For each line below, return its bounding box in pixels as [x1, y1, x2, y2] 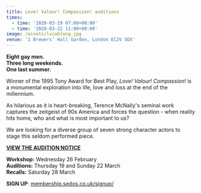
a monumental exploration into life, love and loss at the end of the [6, 84, 168, 91]
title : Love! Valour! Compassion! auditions [6, 8, 119, 15]
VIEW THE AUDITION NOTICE [6, 144, 81, 151]
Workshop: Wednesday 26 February [6, 156, 97, 162]
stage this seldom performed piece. [6, 132, 95, 140]
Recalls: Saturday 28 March [6, 168, 76, 176]
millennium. [6, 91, 35, 97]
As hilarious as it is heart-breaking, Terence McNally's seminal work [6, 102, 175, 108]
